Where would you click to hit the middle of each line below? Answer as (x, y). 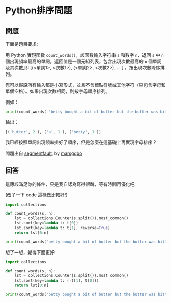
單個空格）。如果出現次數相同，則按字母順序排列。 (58, 91)
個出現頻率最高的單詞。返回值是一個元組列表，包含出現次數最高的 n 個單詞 (83, 61)
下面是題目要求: (22, 44)
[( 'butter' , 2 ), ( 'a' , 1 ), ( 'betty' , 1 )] (53, 132)
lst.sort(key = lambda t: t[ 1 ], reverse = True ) (62, 228)
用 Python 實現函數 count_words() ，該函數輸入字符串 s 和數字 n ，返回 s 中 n (84, 55)
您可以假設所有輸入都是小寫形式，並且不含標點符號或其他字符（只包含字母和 (85, 85)
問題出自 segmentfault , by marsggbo (44, 153)
